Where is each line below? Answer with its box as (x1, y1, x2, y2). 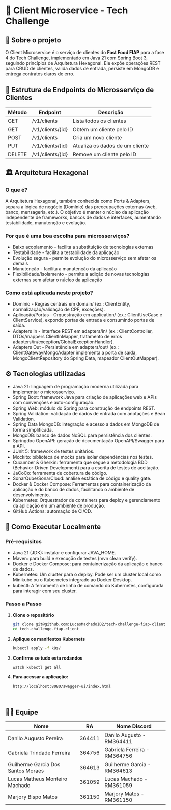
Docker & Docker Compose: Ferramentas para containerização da (12, 480, 151, 487)
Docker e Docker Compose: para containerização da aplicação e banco (12, 561, 163, 567)
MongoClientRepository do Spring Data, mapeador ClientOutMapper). (12, 355, 159, 361)
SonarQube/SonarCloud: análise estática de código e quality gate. (12, 475, 152, 482)
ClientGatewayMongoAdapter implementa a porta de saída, (12, 349, 137, 356)
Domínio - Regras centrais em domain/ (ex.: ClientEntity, (12, 301, 131, 307)
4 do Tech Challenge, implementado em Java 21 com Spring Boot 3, (5, 55, 148, 61)
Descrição (98, 109, 124, 116)
